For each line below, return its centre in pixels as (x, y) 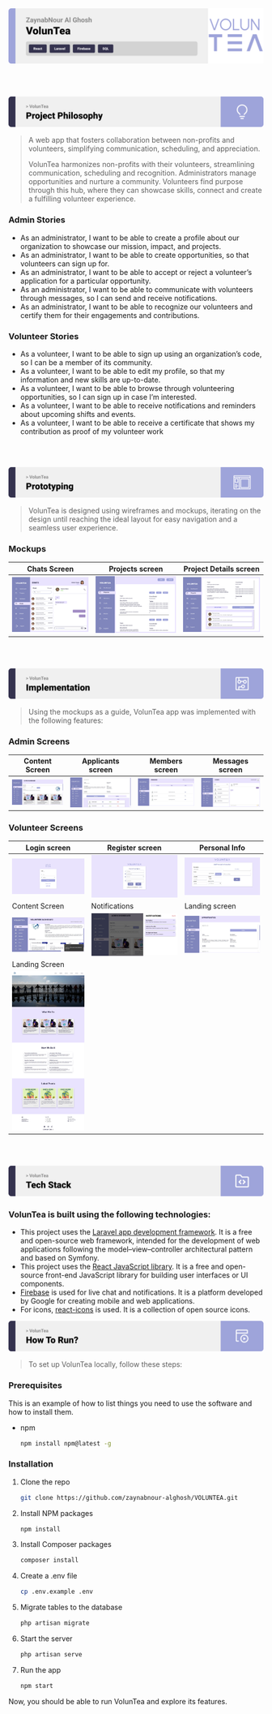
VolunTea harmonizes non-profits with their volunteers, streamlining (141, 165)
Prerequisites (35, 1385)
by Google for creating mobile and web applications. (108, 1301)
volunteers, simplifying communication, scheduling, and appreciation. (144, 148)
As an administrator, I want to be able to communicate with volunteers (136, 289)
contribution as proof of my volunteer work (92, 431)
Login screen (48, 848)
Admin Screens (39, 741)
